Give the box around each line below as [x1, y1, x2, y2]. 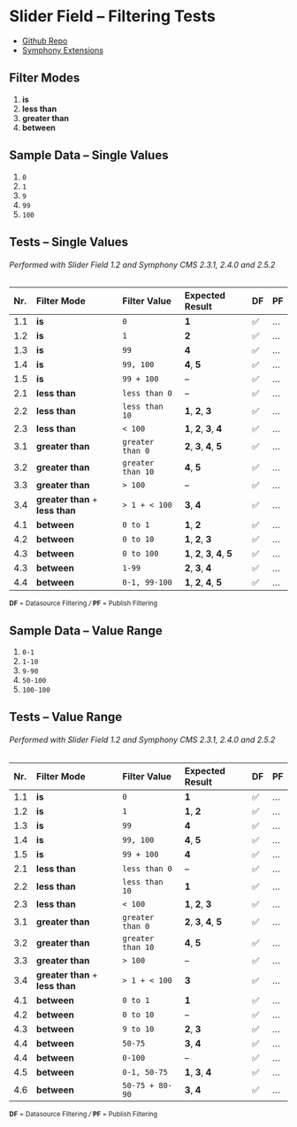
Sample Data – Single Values [9, 148, 169, 163]
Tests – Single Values [9, 234, 129, 249]
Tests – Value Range [9, 709, 123, 724]
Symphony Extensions [21, 44, 104, 55]
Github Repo [21, 35, 68, 46]
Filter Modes [9, 71, 80, 86]
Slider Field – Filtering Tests [9, 6, 217, 27]
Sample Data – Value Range [9, 623, 163, 638]
